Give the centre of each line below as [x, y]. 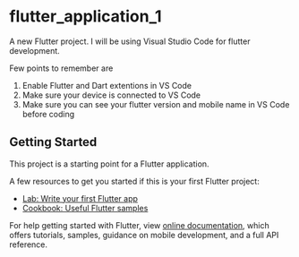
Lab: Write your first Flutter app [80, 198]
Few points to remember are [61, 68]
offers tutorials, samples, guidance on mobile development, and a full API [144, 235]
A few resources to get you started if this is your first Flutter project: [134, 181]
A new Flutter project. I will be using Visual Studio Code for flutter [130, 41]
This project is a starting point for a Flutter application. [109, 164]
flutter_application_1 [86, 17]
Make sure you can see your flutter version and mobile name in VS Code [156, 104]
